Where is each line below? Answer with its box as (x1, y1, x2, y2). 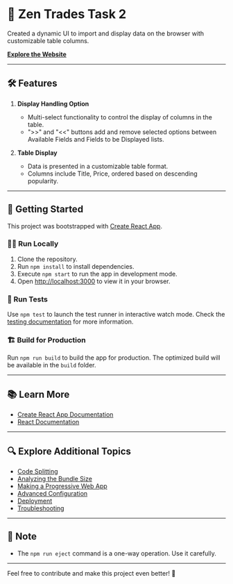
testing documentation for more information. (7, 317, 134, 326)
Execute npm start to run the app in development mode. (17, 269, 178, 278)
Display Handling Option (17, 99, 89, 108)
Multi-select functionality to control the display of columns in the (27, 112, 213, 121)
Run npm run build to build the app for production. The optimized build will (7, 353, 221, 362)
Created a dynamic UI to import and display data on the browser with (7, 29, 205, 37)
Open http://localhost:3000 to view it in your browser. (17, 277, 171, 285)
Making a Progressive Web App (17, 482, 107, 490)
